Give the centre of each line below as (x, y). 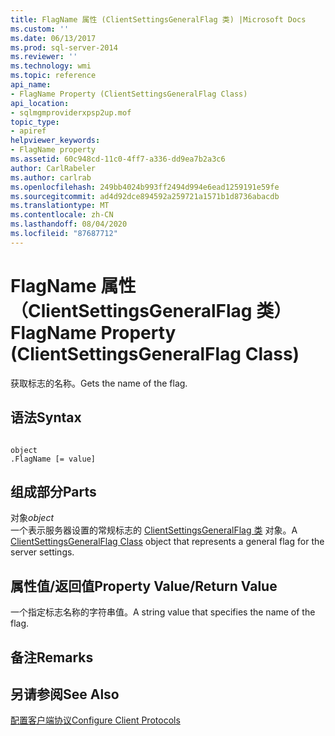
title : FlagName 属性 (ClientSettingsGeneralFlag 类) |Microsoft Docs (158, 19)
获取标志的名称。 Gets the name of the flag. (99, 383)
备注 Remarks (52, 657)
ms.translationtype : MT (60, 206)
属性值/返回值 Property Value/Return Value (144, 586)
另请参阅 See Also (65, 694)
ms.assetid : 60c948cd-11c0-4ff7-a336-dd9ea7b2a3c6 (118, 159)
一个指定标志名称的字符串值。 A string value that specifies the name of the (163, 612)
